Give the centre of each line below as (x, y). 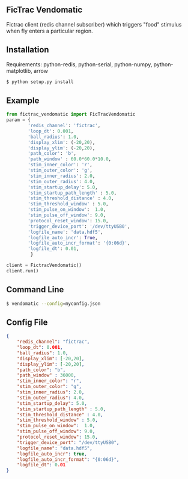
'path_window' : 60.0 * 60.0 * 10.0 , (70, 159)
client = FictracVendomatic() (44, 265)
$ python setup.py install (40, 82)
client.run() (23, 271)
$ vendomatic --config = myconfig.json (53, 304)
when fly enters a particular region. (50, 31)
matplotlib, (20, 70)
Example (23, 100)
